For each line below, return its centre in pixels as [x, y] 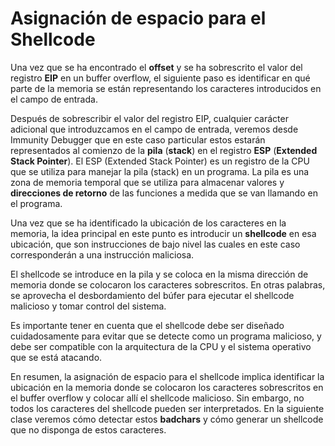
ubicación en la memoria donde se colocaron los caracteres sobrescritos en [167, 387]
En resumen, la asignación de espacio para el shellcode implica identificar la [167, 376]
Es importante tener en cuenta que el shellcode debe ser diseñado [147, 325]
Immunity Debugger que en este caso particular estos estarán [138, 139]
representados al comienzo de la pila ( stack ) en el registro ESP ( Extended [164, 150]
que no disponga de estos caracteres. [88, 429]
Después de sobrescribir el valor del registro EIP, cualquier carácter [149, 118]
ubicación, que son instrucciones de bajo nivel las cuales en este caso [155, 244]
